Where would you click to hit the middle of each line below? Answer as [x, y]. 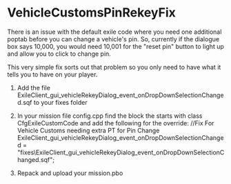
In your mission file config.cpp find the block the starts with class [110, 116]
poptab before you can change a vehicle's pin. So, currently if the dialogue [113, 39]
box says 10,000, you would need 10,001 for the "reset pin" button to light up [115, 46]
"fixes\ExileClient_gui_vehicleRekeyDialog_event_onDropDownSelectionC [121, 152]
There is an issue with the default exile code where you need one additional [114, 32]
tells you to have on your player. [52, 74]
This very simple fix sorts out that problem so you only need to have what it [114, 67]
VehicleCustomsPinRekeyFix [91, 13]
